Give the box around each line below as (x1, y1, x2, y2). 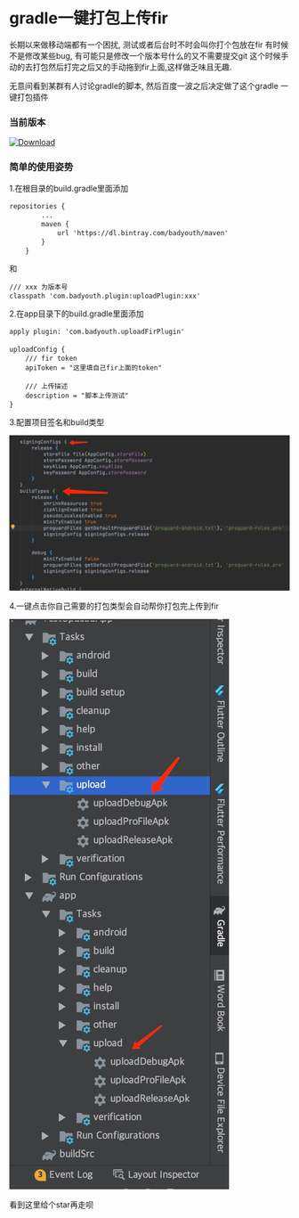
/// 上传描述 (25, 381, 69, 390)
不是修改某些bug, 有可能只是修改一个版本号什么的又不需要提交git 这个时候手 (9, 50, 289, 61)
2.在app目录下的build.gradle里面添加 (9, 308, 144, 319)
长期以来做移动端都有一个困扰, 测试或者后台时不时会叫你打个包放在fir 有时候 (9, 39, 289, 50)
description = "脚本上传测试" (25, 391, 129, 400)
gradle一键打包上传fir (9, 8, 169, 29)
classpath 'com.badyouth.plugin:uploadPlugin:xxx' (9, 291, 201, 300)
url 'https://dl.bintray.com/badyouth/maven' (56, 228, 229, 237)
